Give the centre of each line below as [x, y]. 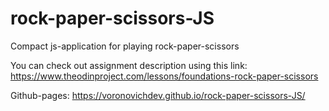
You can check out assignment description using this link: [129, 65]
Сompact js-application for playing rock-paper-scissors [125, 46]
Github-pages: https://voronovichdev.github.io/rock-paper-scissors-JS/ [158, 95]
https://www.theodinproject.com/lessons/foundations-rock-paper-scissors [164, 76]
